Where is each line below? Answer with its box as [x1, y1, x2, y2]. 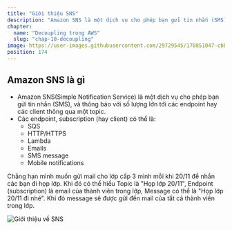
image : [7, 42, 26, 49]
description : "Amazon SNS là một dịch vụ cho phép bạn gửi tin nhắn [7, 17, 209, 23]
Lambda [27, 136, 51, 145]
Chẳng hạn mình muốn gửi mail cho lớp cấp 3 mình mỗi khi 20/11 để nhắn [7, 172, 215, 180]
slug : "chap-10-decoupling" [13, 36, 95, 43]
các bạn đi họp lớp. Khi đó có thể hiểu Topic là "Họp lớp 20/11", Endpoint [7, 179, 213, 187]
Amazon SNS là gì [7, 74, 85, 86]
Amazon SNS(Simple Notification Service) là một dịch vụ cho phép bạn [17, 93, 220, 101]
